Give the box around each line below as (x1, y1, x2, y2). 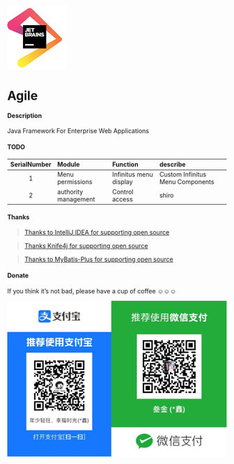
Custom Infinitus (159, 170, 207, 179)
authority (57, 187, 84, 196)
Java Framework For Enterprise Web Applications (7, 127, 150, 135)
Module (57, 160, 80, 169)
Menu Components (159, 178, 214, 186)
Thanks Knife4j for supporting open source (24, 242, 148, 250)
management (57, 194, 95, 203)
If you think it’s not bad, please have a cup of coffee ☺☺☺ (7, 286, 176, 295)
